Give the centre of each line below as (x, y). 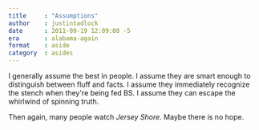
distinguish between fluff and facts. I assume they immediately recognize (129, 84)
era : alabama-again (53, 38)
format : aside (39, 46)
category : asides (41, 53)
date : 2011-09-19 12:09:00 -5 (69, 30)
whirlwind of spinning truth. (54, 102)
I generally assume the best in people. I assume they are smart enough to (129, 76)
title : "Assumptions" (53, 16)
